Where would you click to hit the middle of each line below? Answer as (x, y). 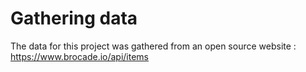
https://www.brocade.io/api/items (80, 56)
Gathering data (74, 18)
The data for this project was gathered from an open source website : (153, 46)
